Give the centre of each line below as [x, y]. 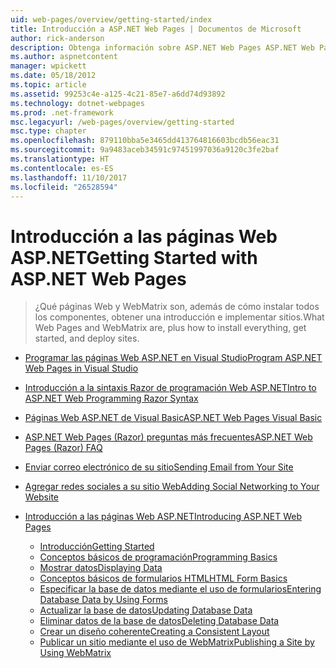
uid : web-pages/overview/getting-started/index [111, 19]
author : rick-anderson [57, 38]
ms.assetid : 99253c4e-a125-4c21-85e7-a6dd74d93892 [118, 94]
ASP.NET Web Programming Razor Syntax [111, 398]
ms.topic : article [48, 85]
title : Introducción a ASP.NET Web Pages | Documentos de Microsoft [156, 29]
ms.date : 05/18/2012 [53, 76]
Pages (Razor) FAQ [63, 448]
